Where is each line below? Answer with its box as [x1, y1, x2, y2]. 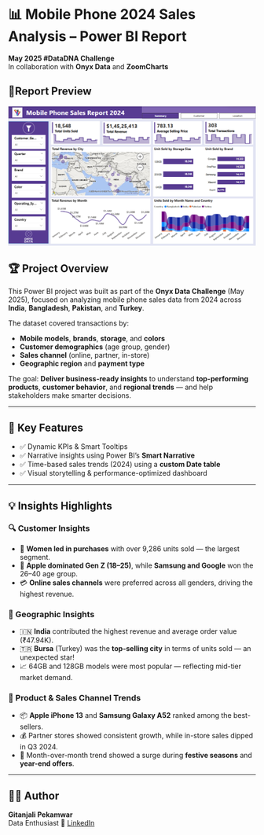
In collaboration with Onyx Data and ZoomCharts [8, 61, 169, 71]
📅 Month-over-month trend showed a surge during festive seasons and [19, 751, 253, 760]
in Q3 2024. [19, 742, 58, 752]
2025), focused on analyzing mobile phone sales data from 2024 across [8, 295, 242, 304]
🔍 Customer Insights [8, 523, 90, 534]
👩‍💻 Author [8, 789, 60, 802]
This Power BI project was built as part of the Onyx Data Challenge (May [8, 287, 245, 296]
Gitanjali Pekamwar [8, 810, 73, 819]
